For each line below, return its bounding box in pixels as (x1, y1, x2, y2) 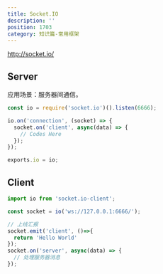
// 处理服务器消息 (13, 254, 61, 261)
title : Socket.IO (7, 10, 59, 18)
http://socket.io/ (7, 50, 55, 58)
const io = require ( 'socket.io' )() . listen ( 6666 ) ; (7, 105, 157, 112)
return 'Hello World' (13, 234, 78, 241)
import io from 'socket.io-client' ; (7, 195, 116, 202)
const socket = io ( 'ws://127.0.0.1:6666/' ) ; (7, 208, 141, 215)
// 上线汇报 (7, 221, 39, 228)
